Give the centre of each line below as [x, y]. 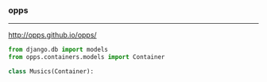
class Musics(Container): [51, 72]
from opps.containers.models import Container [87, 57]
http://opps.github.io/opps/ [52, 35]
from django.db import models [58, 50]
